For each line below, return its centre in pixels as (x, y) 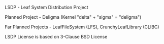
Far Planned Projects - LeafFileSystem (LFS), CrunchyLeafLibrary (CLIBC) (82, 27)
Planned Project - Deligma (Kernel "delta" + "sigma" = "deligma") (73, 17)
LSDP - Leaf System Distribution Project (46, 7)
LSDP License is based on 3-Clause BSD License (56, 37)
